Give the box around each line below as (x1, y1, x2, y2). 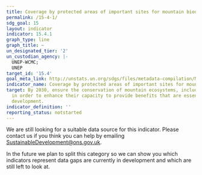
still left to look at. (6, 163, 50, 170)
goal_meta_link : (6, 76, 47, 82)
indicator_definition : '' (6, 103, 71, 110)
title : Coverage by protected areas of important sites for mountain (6, 8, 185, 15)
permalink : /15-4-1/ (6, 14, 58, 20)
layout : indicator (6, 25, 52, 32)
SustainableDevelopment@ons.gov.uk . (6, 139, 102, 146)
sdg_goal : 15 (6, 20, 39, 26)
